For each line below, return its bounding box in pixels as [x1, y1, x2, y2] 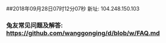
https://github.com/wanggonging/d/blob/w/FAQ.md [6, 29, 160, 37]
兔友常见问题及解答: [6, 21, 63, 29]
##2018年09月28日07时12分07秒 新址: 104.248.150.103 [6, 5, 140, 12]
